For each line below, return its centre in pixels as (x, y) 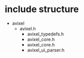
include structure (42, 9)
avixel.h (28, 28)
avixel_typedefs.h (46, 34)
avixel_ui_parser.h (46, 50)
